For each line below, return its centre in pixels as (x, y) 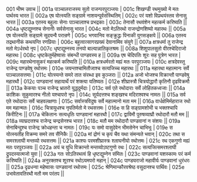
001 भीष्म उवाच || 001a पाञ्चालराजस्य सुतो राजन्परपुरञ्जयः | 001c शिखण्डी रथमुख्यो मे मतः (93, 9)
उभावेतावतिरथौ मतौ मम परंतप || (35, 174)
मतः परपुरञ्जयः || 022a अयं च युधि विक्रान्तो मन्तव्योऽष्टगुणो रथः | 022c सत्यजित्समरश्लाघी (91, 147)
